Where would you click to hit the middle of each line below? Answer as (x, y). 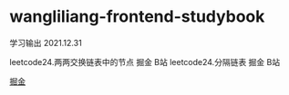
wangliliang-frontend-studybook (137, 17)
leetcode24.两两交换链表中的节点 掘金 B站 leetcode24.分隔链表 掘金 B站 (145, 62)
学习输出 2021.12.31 (46, 43)
